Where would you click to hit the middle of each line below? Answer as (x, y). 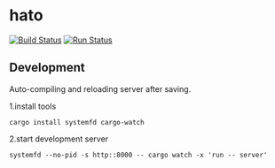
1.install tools (33, 106)
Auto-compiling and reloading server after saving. (100, 88)
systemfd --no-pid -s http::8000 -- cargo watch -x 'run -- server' (138, 155)
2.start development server (59, 139)
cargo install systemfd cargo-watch (77, 122)
